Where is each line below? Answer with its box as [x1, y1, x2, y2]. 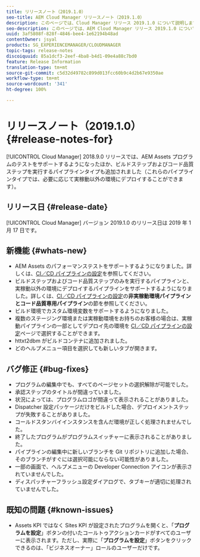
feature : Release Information [6, 59, 82, 65]
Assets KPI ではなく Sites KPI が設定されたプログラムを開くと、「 [14, 522, 174, 529]
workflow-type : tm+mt [6, 75, 60, 81]
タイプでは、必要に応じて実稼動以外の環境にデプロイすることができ [11, 175, 179, 182]
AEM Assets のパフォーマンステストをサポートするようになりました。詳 [14, 262, 192, 270]
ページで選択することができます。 [20, 330, 104, 337]
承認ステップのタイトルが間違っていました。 [14, 388, 125, 396]
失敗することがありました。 [25, 411, 93, 418]
